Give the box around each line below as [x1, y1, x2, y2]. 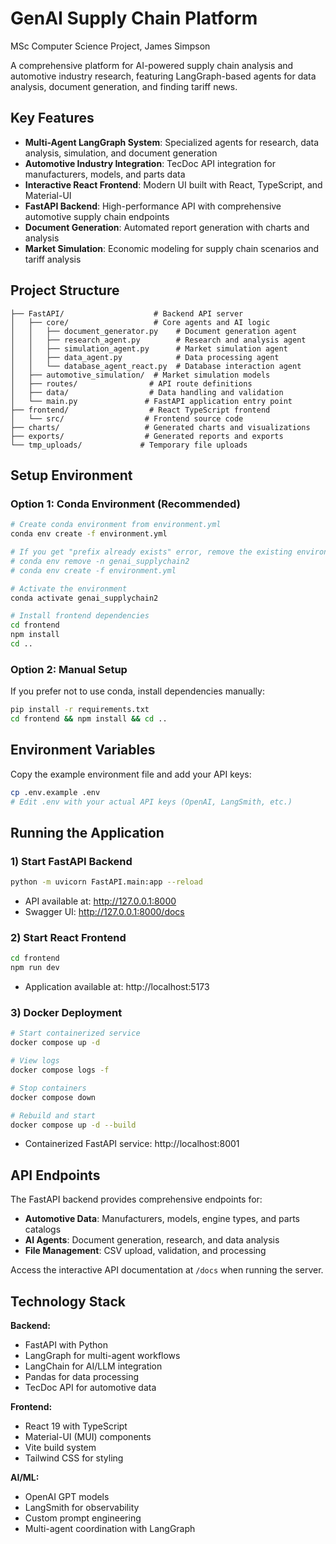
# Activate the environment [10, 583, 128, 594]
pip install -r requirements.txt [10, 705, 150, 715]
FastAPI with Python [24, 1339, 109, 1351]
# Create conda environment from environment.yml [10, 520, 222, 530]
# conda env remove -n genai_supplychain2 [10, 556, 190, 566]
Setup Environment [10, 467, 133, 484]
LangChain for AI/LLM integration [24, 1360, 163, 1372]
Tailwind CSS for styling [24, 1452, 124, 1464]
